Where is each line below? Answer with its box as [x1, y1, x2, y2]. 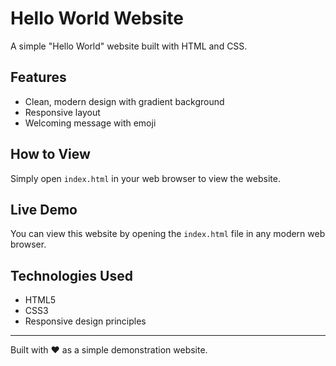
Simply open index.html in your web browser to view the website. [10, 172, 281, 184]
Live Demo [10, 201, 78, 218]
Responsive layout [24, 106, 101, 118]
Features [10, 69, 67, 86]
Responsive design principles [24, 315, 147, 327]
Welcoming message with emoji [24, 117, 157, 129]
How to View [10, 146, 91, 163]
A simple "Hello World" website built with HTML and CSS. [10, 40, 248, 52]
